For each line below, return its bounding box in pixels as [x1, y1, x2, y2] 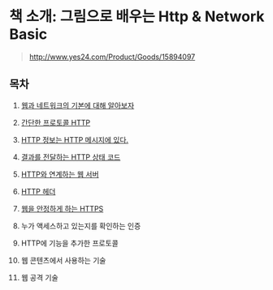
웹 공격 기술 [20, 272, 59, 282]
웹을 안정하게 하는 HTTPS [20, 203, 104, 213]
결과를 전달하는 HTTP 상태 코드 [20, 151, 121, 162]
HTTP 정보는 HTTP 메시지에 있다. [20, 134, 129, 144]
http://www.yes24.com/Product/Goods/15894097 [28, 52, 196, 62]
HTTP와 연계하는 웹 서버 [20, 169, 100, 179]
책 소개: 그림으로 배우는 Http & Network [9, 7, 265, 26]
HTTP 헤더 [20, 186, 56, 196]
